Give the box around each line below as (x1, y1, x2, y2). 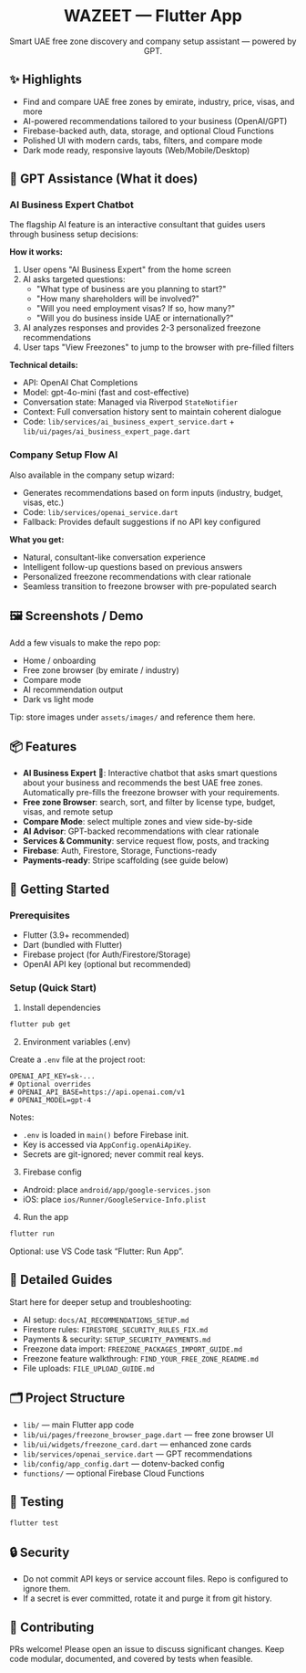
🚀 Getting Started (9, 881, 110, 897)
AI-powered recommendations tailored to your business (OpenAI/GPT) (22, 115, 288, 126)
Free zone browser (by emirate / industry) (22, 664, 179, 676)
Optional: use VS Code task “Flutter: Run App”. (9, 1246, 184, 1257)
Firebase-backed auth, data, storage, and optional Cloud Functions (22, 125, 275, 136)
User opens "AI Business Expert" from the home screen (22, 264, 231, 275)
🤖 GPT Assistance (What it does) (9, 171, 199, 187)
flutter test (9, 1518, 59, 1528)
